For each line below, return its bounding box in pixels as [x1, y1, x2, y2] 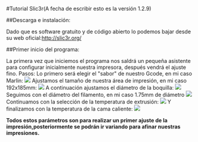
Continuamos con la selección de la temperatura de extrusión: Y [6, 98, 172, 105]
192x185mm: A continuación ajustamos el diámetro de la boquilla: [6, 84, 174, 91]
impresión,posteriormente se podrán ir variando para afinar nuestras [6, 123, 181, 130]
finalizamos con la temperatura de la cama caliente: [6, 105, 133, 112]
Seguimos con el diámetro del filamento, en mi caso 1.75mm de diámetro [6, 91, 185, 98]
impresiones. [6, 130, 40, 136]
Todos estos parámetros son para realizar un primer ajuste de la [6, 117, 168, 124]
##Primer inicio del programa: [6, 46, 79, 53]
